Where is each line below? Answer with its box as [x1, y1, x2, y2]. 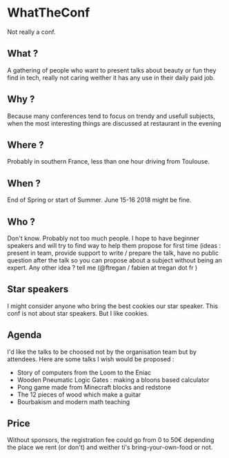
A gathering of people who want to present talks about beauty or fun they [7, 66, 217, 74]
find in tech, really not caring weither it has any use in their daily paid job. [7, 73, 215, 82]
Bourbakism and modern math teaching [17, 397, 130, 405]
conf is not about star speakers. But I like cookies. [7, 309, 150, 317]
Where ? [7, 139, 44, 151]
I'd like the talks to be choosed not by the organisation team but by [7, 347, 197, 356]
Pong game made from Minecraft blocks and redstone [17, 383, 171, 391]
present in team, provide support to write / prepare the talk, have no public [7, 249, 219, 257]
